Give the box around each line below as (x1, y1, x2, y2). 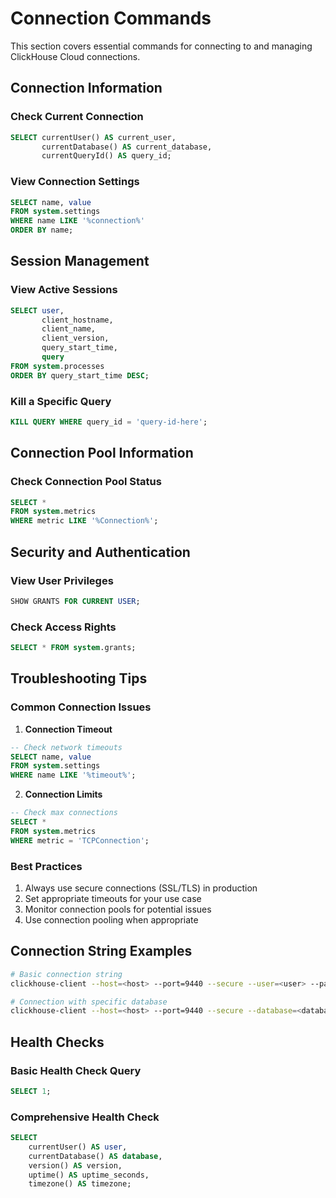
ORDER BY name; (10, 225, 74, 236)
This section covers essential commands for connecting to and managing (10, 40, 313, 52)
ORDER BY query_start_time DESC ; (10, 370, 150, 381)
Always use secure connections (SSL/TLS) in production (24, 882, 258, 894)
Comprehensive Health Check (10, 1110, 160, 1124)
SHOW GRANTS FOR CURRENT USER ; (10, 596, 141, 606)
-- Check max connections (10, 808, 118, 818)
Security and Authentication (10, 543, 191, 561)
